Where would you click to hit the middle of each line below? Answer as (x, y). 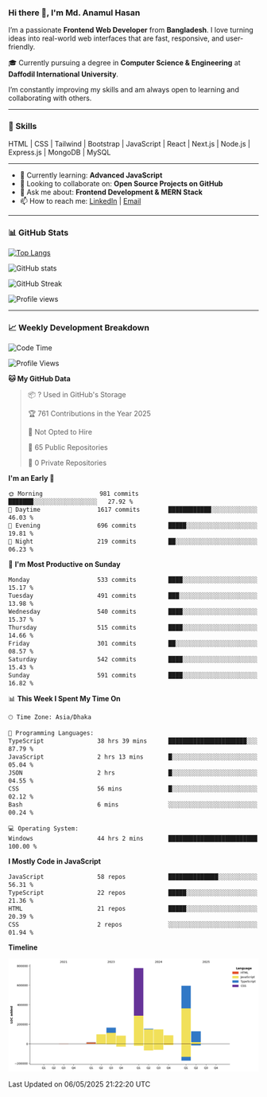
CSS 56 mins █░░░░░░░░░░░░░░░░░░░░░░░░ (133, 789)
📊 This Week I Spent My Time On (64, 699)
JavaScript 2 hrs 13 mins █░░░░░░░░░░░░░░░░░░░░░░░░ (133, 757)
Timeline (23, 947)
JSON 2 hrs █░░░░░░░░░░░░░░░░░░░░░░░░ (133, 773)
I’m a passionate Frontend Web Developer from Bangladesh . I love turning (131, 30)
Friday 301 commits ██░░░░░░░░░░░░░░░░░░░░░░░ (133, 644)
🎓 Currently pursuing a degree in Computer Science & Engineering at (124, 63)
